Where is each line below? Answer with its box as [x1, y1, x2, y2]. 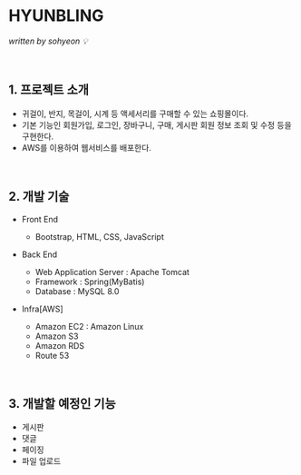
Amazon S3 [34, 331, 79, 341]
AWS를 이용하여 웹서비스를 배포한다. [21, 142, 151, 153]
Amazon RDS [34, 340, 85, 351]
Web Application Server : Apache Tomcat [34, 266, 189, 277]
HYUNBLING [8, 5, 104, 26]
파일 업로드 [21, 456, 62, 467]
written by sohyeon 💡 [8, 35, 88, 46]
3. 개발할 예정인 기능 [8, 396, 116, 411]
